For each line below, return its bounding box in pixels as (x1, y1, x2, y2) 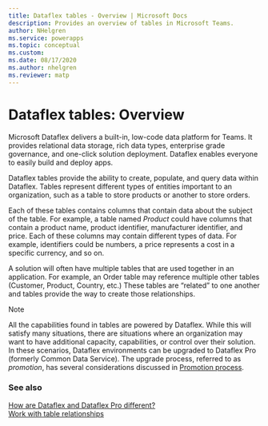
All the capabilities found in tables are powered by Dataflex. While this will (8, 320, 252, 329)
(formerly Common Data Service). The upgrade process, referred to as (8, 353, 242, 364)
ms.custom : (8, 49, 45, 57)
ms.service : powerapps (8, 34, 84, 42)
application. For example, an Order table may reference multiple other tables (8, 272, 260, 281)
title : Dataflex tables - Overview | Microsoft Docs (8, 11, 188, 20)
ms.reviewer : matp (8, 71, 70, 79)
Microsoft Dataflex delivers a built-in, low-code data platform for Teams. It (8, 132, 253, 141)
